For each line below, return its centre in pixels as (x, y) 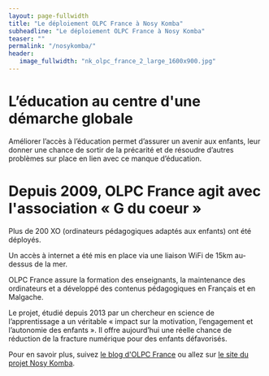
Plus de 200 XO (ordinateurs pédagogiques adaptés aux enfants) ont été (130, 231)
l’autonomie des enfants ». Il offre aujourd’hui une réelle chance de (120, 330)
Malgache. (26, 296)
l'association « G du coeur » (105, 209)
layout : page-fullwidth (49, 16)
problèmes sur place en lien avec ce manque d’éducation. (105, 158)
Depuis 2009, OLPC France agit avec (135, 191)
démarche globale (71, 119)
